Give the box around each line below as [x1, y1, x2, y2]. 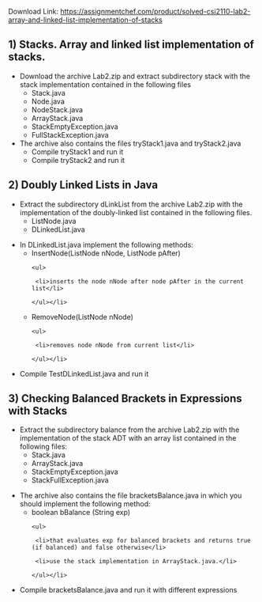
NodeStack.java [31, 104, 84, 114]
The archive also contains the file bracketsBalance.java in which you [19, 490, 242, 501]
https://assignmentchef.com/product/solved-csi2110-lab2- [60, 7, 251, 16]
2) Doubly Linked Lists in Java [8, 178, 159, 192]
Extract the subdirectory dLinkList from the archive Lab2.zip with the [19, 199, 243, 209]
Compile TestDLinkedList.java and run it [19, 369, 149, 378]
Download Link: [8, 7, 59, 16]
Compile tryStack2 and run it [31, 155, 125, 165]
